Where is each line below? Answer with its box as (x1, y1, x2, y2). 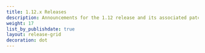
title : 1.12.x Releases (6, 9, 67, 15)
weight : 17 (6, 20, 34, 26)
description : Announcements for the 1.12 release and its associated (6, 15, 187, 21)
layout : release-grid (6, 32, 62, 38)
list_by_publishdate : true (6, 26, 75, 32)
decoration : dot (6, 37, 48, 43)
